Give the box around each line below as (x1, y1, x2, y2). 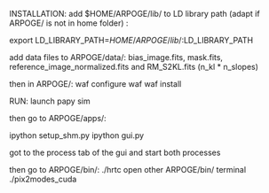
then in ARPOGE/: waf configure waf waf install (9, 79, 182, 89)
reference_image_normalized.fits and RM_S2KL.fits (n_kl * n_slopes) (9, 62, 259, 72)
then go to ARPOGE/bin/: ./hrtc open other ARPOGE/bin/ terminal (9, 165, 247, 174)
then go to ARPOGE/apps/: (9, 113, 107, 123)
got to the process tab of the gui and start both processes (9, 147, 221, 158)
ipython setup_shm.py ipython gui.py (9, 130, 145, 141)
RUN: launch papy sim (9, 96, 91, 106)
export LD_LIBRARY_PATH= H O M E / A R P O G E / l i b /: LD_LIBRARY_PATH (9, 35, 254, 45)
